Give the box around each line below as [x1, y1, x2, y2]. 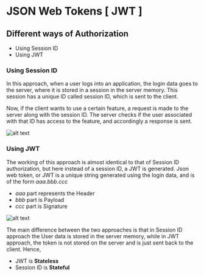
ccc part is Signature [15, 202, 68, 210]
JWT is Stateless [15, 257, 59, 264]
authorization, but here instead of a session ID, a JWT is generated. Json [6, 165, 189, 172]
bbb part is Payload [15, 196, 65, 203]
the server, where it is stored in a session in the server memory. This [6, 86, 178, 94]
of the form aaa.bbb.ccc [6, 178, 68, 185]
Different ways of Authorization [6, 29, 129, 39]
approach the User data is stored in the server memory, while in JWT [6, 232, 180, 240]
